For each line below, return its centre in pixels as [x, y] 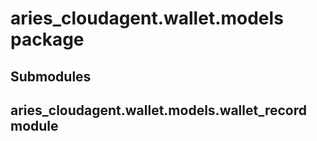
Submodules [51, 76]
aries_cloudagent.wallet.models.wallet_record [158, 110]
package [47, 39]
